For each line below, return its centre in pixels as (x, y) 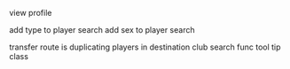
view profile (31, 13)
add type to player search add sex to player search (102, 30)
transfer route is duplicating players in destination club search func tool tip (145, 47)
